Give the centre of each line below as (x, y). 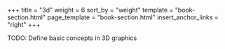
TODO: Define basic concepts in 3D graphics (72, 38)
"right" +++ (24, 24)
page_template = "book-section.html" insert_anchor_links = (133, 17)
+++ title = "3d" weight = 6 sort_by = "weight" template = (90, 10)
